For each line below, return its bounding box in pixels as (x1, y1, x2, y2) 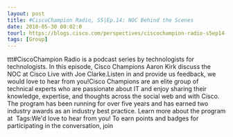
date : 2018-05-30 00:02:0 (7, 23, 82, 30)
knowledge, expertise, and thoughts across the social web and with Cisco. (7, 92, 220, 101)
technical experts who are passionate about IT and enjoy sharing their (7, 85, 207, 93)
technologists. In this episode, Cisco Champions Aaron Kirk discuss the (7, 63, 212, 71)
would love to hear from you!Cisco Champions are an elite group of (7, 77, 199, 86)
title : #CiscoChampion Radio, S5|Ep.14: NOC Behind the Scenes (7, 17, 194, 24)
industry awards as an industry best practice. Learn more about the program (7, 107, 226, 115)
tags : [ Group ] (7, 36, 49, 43)
